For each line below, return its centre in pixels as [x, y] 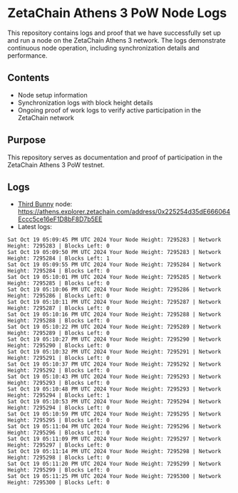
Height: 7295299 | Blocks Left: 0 [59, 470]
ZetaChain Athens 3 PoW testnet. [56, 164]
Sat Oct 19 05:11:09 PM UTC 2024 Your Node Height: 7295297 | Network [114, 439]
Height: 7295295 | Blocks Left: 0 [59, 420]
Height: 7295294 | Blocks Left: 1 [59, 396]
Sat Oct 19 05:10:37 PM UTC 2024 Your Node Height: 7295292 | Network [114, 364]
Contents [29, 78]
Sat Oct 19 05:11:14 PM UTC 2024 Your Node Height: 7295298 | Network [114, 452]
